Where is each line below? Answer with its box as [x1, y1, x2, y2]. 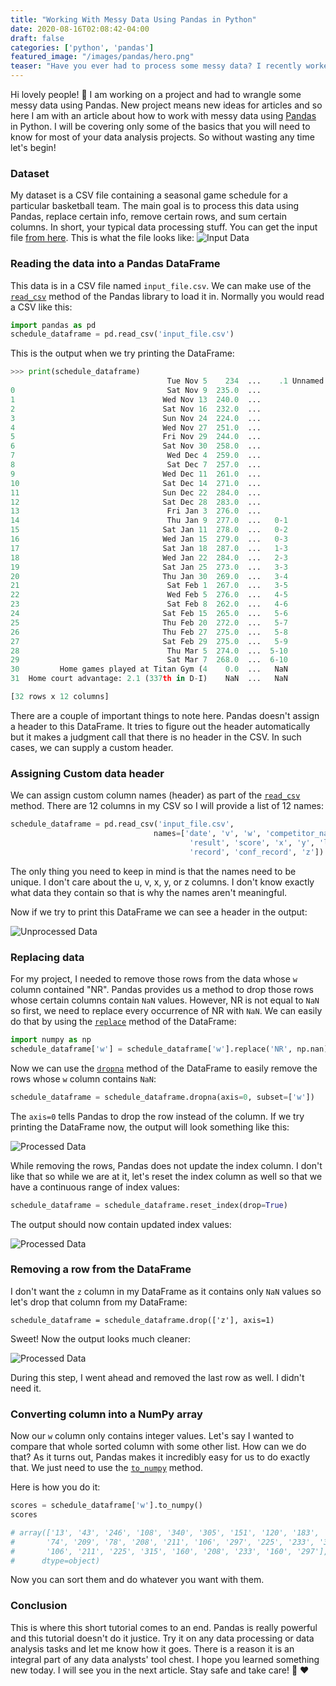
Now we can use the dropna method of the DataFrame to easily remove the [10, 1062, 318, 1074]
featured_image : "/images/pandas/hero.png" [10, 52, 195, 62]
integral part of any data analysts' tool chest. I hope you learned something [10, 1653, 320, 1665]
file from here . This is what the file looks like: [10, 232, 195, 244]
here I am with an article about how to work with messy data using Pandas [10, 110, 317, 121]
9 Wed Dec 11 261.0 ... [10, 469, 262, 479]
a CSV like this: [10, 301, 73, 313]
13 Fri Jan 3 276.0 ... [10, 506, 262, 516]
